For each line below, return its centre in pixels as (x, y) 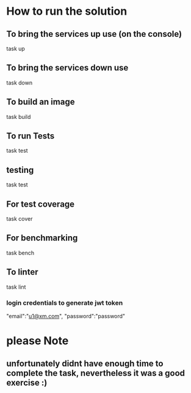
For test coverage (41, 204)
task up (16, 48)
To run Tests (31, 136)
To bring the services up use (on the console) (94, 34)
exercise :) (27, 382)
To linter (22, 272)
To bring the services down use (67, 68)
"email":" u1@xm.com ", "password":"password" (66, 316)
